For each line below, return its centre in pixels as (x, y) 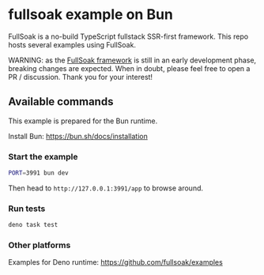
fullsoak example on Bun (91, 15)
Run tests (27, 209)
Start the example (43, 156)
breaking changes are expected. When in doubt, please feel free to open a (129, 68)
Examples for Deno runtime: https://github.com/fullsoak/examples (115, 262)
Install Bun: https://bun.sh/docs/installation (78, 136)
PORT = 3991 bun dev (38, 173)
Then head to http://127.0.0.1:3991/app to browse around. (106, 188)
